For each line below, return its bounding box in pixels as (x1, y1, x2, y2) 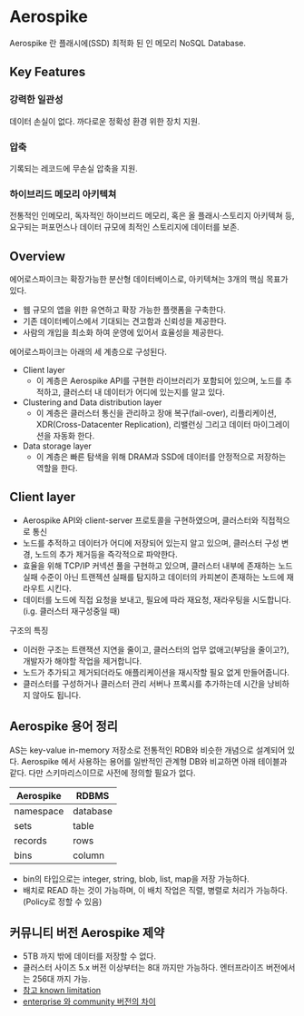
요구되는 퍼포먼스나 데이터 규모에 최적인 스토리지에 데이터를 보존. (9, 222, 240, 232)
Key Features (9, 64, 86, 80)
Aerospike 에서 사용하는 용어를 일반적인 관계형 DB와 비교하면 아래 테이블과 (21, 755, 288, 766)
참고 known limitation (22, 985, 102, 996)
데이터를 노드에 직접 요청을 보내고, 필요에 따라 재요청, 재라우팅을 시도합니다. (22, 594, 292, 605)
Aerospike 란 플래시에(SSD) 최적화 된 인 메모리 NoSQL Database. (9, 37, 247, 48)
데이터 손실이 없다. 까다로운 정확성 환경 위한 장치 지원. (9, 115, 201, 126)
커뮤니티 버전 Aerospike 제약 (9, 925, 165, 941)
